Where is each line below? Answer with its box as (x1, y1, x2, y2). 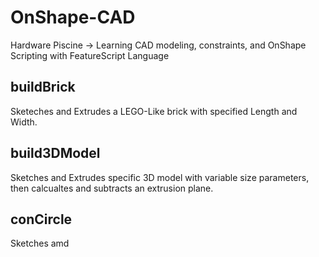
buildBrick (10, 79, 76, 96)
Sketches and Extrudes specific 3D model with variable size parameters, (10, 171, 310, 183)
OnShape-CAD (10, 6, 136, 29)
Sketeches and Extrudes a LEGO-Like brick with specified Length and (10, 105, 298, 117)
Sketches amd (10, 237, 70, 250)
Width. (10, 116, 38, 128)
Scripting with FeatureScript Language (10, 49, 170, 61)
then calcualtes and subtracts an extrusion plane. (10, 182, 214, 194)
